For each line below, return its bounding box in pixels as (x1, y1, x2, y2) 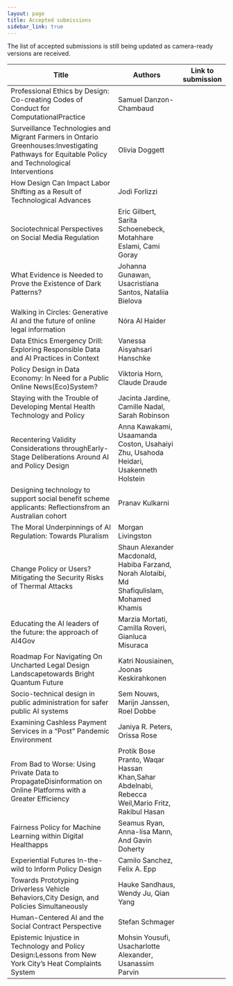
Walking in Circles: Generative (10, 307, 109, 317)
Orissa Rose (117, 731, 157, 740)
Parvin (117, 967, 139, 977)
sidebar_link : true (7, 23, 64, 30)
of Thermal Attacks (10, 581, 73, 591)
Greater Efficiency (10, 794, 70, 804)
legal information (10, 325, 66, 334)
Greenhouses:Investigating (10, 141, 98, 151)
